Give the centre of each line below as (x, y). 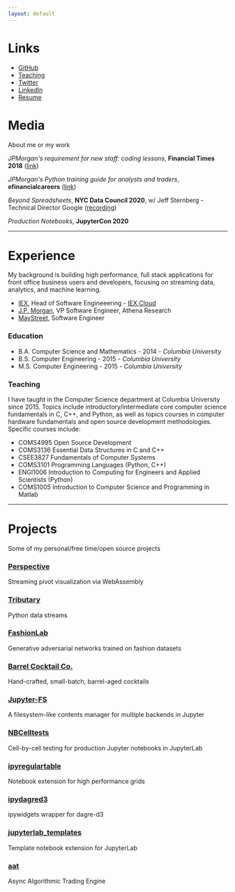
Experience (41, 256)
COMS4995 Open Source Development (75, 443)
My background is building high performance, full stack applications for (111, 275)
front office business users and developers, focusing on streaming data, (112, 282)
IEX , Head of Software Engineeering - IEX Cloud (87, 303)
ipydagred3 (28, 799)
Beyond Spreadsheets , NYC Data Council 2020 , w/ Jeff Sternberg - (106, 200)
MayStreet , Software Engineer (61, 318)
